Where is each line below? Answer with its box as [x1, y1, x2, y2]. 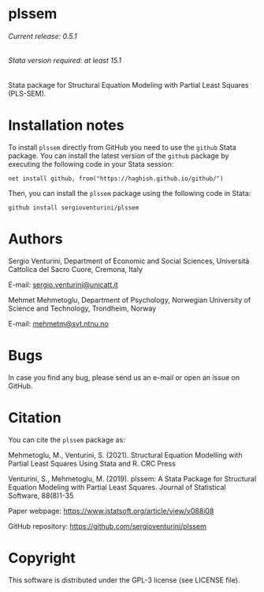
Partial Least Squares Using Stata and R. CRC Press [8, 458, 176, 468]
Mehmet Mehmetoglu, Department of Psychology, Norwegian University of [8, 295, 251, 304]
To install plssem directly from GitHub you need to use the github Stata [8, 142, 236, 152]
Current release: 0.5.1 [8, 31, 77, 40]
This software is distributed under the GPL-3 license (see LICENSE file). [8, 575, 240, 585]
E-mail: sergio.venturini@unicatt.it [8, 280, 118, 289]
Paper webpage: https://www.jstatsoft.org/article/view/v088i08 [8, 506, 214, 515]
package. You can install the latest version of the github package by [8, 151, 229, 160]
